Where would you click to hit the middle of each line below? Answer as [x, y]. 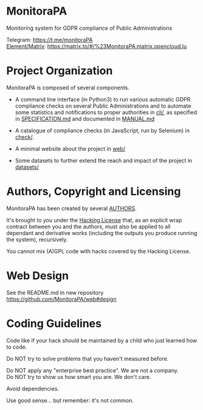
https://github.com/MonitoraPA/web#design [61, 299]
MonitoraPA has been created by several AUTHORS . [71, 208]
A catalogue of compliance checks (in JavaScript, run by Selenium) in [102, 130]
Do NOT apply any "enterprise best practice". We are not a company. [93, 370]
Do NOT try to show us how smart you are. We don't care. [79, 377]
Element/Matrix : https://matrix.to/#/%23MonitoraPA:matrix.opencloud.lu [97, 46]
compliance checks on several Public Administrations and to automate [103, 106]
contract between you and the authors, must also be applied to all [88, 227]
